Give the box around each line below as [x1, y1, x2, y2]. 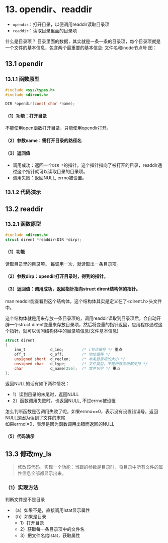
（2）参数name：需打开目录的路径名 [5, 137, 82, 143]
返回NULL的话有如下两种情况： [5, 380, 70, 386]
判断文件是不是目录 [5, 497, 45, 503]
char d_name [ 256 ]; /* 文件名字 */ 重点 [14, 366, 120, 371]
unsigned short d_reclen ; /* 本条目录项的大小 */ [14, 357, 126, 362]
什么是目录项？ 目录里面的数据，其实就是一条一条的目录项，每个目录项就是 [5, 38, 161, 44]
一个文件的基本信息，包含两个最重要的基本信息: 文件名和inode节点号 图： [5, 44, 157, 51]
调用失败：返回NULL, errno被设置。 [12, 175, 87, 181]
